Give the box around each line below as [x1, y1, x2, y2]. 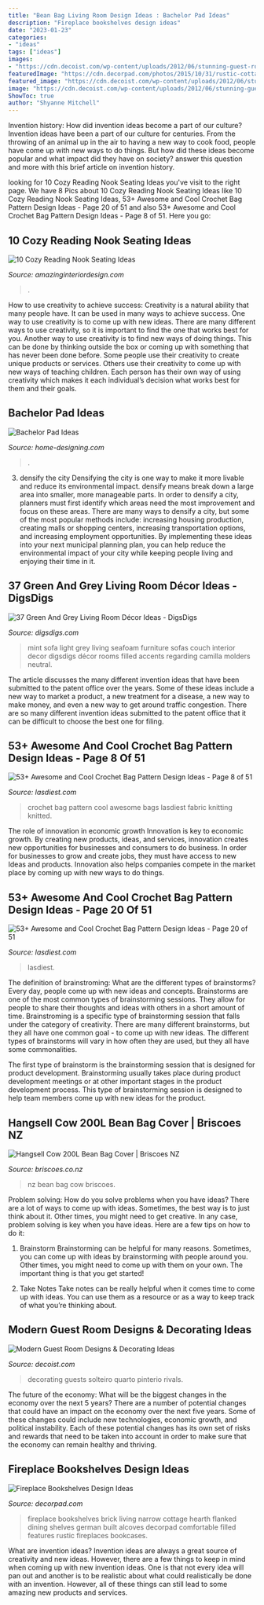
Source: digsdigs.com [8, 628, 79, 637]
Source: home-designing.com [8, 442, 104, 452]
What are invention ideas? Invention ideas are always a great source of [8, 1545, 237, 1556]
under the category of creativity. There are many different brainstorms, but [8, 1020, 250, 1029]
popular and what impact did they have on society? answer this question [8, 154, 243, 163]
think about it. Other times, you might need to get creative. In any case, [8, 1211, 238, 1221]
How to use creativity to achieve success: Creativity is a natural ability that [8, 300, 249, 310]
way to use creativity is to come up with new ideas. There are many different [8, 317, 256, 326]
